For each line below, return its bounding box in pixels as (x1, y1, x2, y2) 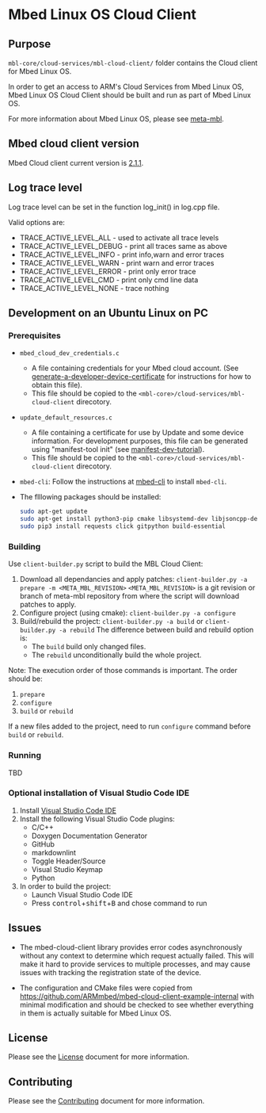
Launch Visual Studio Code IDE (31, 889, 133, 899)
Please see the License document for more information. (8, 1052, 190, 1061)
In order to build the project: (19, 882, 112, 891)
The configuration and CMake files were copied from (19, 983, 192, 993)
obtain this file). (31, 381, 83, 390)
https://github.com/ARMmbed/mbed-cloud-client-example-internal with (19, 991, 255, 1000)
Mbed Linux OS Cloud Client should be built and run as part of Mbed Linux (8, 90, 252, 100)
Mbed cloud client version (8, 137, 140, 151)
